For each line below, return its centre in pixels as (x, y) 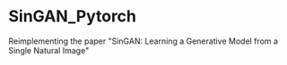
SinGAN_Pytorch (72, 16)
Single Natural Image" (49, 50)
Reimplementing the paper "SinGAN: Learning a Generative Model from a (143, 41)
